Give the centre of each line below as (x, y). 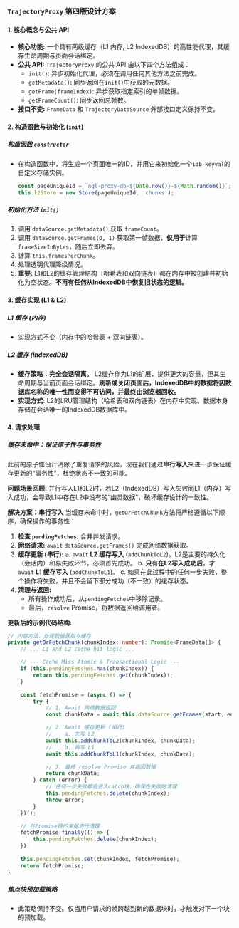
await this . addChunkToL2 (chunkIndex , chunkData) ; (120, 741)
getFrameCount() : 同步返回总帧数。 (79, 100)
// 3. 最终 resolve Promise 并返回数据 (101, 767)
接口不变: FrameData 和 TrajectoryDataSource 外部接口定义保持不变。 (118, 109)
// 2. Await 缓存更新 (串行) (85, 728)
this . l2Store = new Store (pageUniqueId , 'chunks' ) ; (96, 193)
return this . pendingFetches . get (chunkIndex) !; (103, 675)
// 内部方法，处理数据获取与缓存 (49, 636)
